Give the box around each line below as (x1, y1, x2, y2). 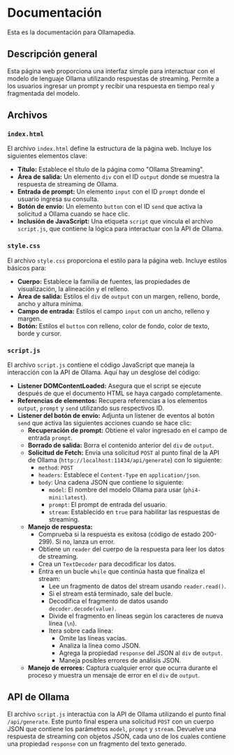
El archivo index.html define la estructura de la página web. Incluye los (7, 145, 212, 153)
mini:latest (48, 494, 84, 501)
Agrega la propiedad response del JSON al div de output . (59, 649, 223, 657)
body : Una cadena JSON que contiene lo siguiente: (38, 478, 184, 487)
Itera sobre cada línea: (48, 626, 113, 635)
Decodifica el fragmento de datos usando (48, 597, 169, 606)
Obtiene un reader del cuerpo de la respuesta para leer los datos (38, 545, 225, 553)
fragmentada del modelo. (7, 89, 80, 97)
